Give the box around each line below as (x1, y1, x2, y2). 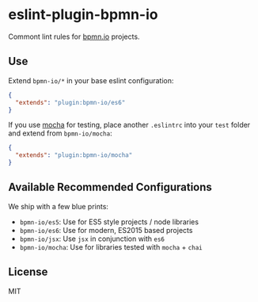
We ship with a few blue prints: (8, 201, 109, 211)
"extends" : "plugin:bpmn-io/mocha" (15, 151, 133, 159)
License (8, 266, 48, 279)
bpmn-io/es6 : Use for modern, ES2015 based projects (19, 225, 193, 235)
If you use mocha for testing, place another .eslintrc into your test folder (8, 120, 251, 130)
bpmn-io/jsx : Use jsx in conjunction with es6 (19, 234, 165, 243)
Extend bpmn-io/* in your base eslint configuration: (8, 75, 174, 85)
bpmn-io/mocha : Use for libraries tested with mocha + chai (19, 242, 203, 251)
